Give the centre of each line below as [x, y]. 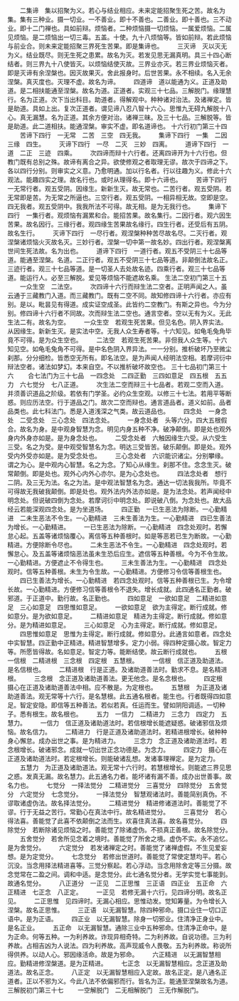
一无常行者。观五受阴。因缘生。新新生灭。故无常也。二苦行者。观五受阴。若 [119, 188]
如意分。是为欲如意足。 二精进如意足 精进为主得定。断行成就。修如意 [117, 616]
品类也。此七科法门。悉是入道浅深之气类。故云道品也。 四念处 [105, 411]
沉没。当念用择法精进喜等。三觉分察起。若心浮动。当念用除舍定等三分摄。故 [119, 865]
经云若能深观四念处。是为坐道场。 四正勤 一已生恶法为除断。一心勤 [114, 509]
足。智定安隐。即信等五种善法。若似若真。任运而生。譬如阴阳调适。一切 [113, 705]
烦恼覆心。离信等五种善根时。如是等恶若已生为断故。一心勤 [144, 536]
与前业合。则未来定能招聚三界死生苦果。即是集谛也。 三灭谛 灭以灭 [114, 46]
